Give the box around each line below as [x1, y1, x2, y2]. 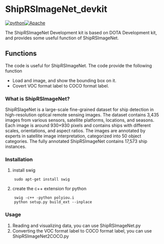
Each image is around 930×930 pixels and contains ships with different [5, 122, 151, 128]
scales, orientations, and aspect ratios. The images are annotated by [5, 128, 146, 134]
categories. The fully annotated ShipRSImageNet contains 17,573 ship [5, 138, 148, 144]
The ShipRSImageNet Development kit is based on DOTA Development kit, [5, 29, 158, 35]
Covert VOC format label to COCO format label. [12, 83, 109, 89]
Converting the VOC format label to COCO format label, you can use [12, 228, 152, 234]
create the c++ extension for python [12, 186, 87, 192]
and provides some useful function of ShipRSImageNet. [5, 35, 119, 41]
